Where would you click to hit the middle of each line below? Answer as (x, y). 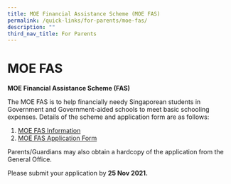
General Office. (29, 159)
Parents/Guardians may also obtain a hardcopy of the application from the (116, 152)
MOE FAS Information (49, 131)
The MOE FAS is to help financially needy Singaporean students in (104, 102)
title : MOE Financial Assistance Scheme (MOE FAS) (84, 14)
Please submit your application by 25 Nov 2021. (77, 173)
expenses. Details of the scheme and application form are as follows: (108, 117)
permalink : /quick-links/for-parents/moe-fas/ (77, 21)
